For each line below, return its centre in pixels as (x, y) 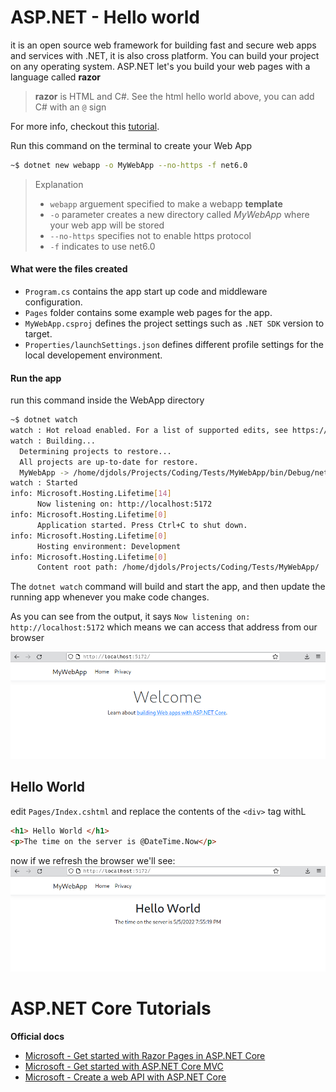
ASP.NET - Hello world (105, 17)
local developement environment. (93, 355)
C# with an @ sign (70, 107)
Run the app (36, 378)
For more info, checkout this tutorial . (85, 126)
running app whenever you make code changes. (110, 597)
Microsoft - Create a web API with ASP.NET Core (125, 1077)
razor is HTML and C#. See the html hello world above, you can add (174, 96)
